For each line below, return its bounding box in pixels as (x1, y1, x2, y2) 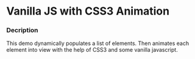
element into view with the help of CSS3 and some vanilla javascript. (6, 46, 178, 54)
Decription (6, 26, 38, 35)
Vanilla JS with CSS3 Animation (6, 4, 169, 18)
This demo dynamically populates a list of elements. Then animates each (6, 40, 190, 47)
